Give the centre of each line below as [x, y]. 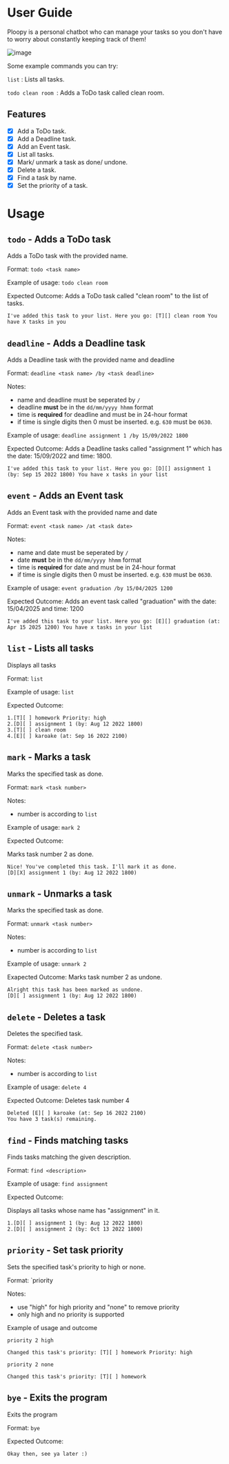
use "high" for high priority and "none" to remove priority [98, 1307]
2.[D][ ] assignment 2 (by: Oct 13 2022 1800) [75, 1229]
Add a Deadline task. [47, 139]
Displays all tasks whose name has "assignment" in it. [83, 1210]
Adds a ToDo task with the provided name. [68, 256]
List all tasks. [36, 154]
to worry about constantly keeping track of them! [77, 39]
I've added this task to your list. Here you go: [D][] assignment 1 [109, 469]
